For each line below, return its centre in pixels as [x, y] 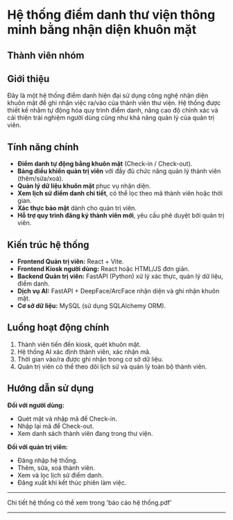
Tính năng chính [43, 147]
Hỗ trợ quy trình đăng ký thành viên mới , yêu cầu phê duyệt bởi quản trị [121, 216]
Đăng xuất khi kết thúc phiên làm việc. [72, 482]
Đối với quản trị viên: [37, 447]
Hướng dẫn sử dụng [51, 388]
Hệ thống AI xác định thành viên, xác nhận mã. [84, 352]
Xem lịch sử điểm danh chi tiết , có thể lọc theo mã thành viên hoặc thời [120, 193]
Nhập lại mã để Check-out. [55, 426]
